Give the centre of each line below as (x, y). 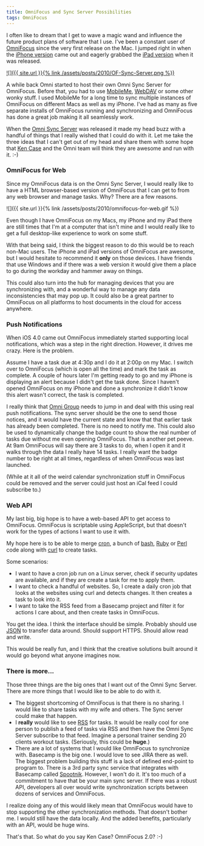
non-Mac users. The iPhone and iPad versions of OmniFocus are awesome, (101, 251)
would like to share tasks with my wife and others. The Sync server (99, 709)
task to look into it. (38, 599)
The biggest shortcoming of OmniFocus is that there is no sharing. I (99, 703)
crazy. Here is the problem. (40, 350)
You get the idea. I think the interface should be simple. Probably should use (102, 624)
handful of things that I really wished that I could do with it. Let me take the (100, 135)
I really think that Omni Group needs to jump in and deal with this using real (100, 407)
